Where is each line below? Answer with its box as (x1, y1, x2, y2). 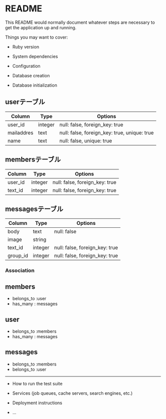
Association (5, 267, 35, 274)
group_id (7, 252, 28, 259)
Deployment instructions (12, 400, 63, 406)
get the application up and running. (5, 24, 77, 30)
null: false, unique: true (59, 137, 112, 144)
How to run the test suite (12, 380, 63, 386)
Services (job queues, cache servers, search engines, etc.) (12, 390, 133, 396)
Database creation (12, 72, 50, 78)
